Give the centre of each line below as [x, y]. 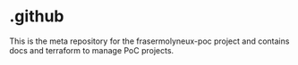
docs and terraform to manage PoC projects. [92, 50]
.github [37, 16]
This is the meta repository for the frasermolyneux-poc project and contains [149, 41]
